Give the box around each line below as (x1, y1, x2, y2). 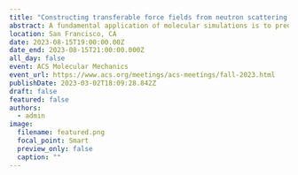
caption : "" (17, 152, 62, 162)
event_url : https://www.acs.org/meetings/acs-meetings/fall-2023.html (9, 71, 276, 80)
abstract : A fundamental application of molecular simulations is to (9, 21, 272, 30)
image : (9, 120, 34, 129)
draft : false (9, 87, 58, 95)
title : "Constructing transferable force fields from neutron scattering (9, 12, 288, 22)
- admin (17, 111, 46, 120)
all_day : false (9, 54, 66, 63)
